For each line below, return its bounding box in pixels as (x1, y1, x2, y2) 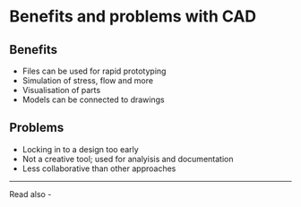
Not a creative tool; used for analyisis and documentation (21, 153, 234, 164)
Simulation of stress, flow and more (21, 75, 154, 86)
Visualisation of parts (21, 85, 101, 95)
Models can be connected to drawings (21, 94, 165, 105)
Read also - (9, 188, 52, 199)
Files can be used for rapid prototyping (21, 65, 167, 76)
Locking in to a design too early (21, 143, 139, 154)
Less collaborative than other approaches (21, 163, 176, 174)
